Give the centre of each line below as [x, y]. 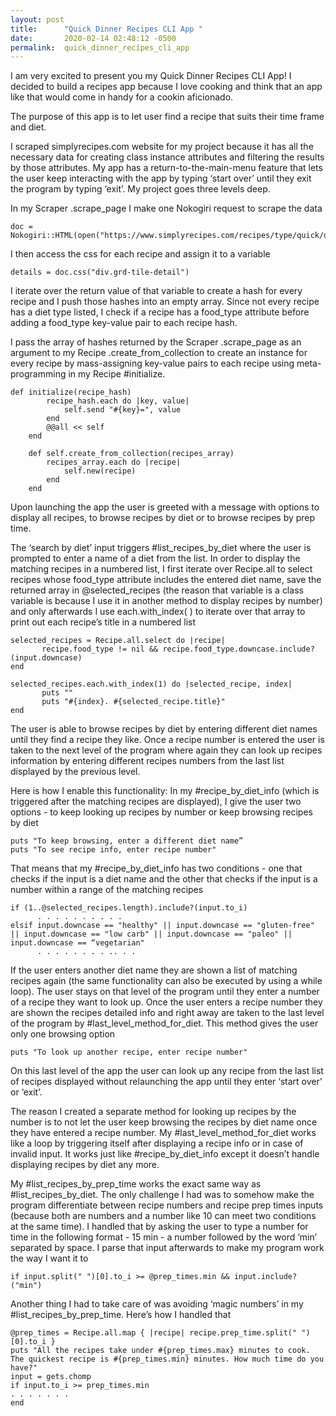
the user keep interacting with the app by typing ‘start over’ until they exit [161, 178]
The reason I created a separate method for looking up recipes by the [153, 1112]
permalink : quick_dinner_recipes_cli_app [100, 47]
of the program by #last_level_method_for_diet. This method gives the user [164, 1023]
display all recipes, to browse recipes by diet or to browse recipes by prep [163, 518]
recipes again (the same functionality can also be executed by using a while [166, 981]
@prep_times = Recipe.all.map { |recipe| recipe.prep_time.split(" [154, 1333]
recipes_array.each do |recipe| [114, 462]
